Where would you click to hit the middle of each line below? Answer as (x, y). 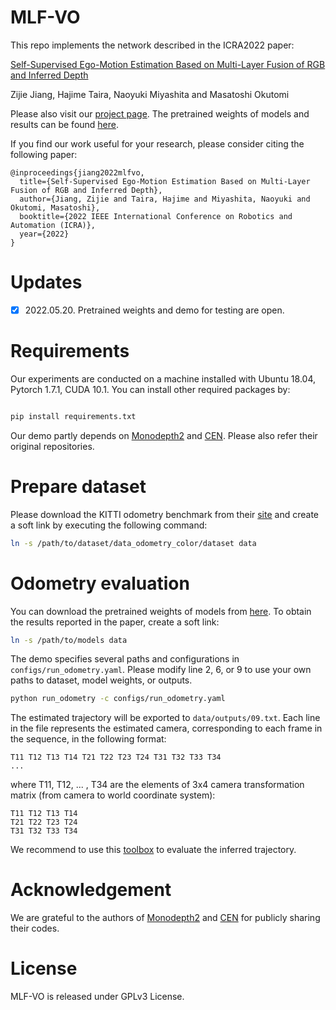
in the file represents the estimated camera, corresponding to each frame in (166, 728)
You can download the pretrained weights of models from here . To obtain (161, 611)
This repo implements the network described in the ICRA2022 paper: (152, 45)
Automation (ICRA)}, (53, 225)
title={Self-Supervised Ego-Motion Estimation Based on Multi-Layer (165, 181)
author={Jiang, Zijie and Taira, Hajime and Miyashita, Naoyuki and (165, 199)
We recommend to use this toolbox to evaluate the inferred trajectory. (153, 850)
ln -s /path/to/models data (69, 640)
